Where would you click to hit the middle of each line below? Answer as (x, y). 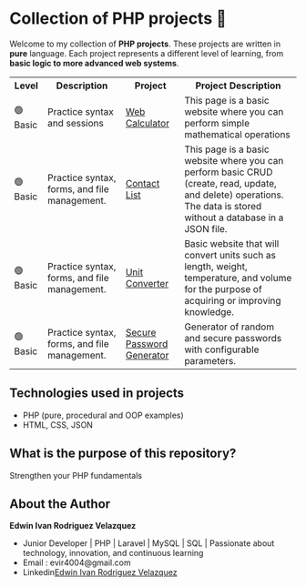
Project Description (238, 86)
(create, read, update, (231, 183)
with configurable (222, 349)
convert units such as (230, 255)
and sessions (76, 123)
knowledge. (209, 311)
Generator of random (229, 327)
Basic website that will (232, 243)
